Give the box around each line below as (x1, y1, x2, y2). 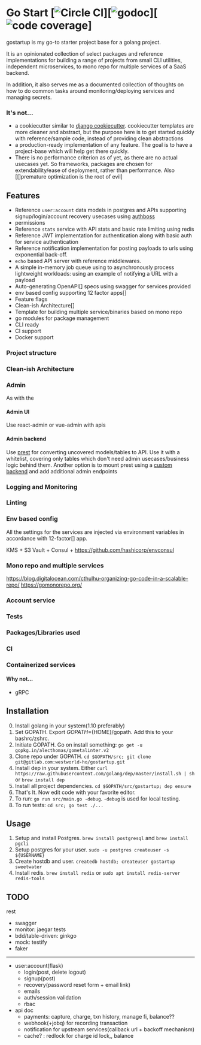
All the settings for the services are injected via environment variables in (6, 528, 184, 536)
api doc (14, 1007, 34, 1014)
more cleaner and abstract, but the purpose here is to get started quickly (14, 129, 194, 136)
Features (6, 191, 40, 201)
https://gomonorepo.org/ (20, 581, 83, 588)
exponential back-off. (14, 251, 68, 258)
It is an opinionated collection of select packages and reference (6, 50, 163, 57)
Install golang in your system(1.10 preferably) (14, 722, 125, 729)
